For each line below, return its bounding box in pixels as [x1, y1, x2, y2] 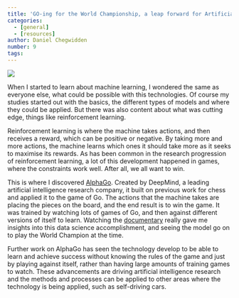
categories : [7, 17, 43, 24]
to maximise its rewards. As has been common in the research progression [7, 149, 226, 158]
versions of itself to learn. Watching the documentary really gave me [7, 216, 208, 224]
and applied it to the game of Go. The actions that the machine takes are [7, 193, 219, 202]
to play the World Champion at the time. [7, 231, 124, 239]
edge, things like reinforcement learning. [7, 113, 127, 121]
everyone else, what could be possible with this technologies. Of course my [7, 90, 230, 99]
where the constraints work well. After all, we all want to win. [7, 164, 185, 172]
